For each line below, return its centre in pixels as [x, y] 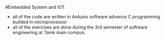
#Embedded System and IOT [35, 7]
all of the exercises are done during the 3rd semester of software [80, 27]
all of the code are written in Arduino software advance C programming [86, 17]
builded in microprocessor [39, 22]
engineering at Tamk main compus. [49, 32]
